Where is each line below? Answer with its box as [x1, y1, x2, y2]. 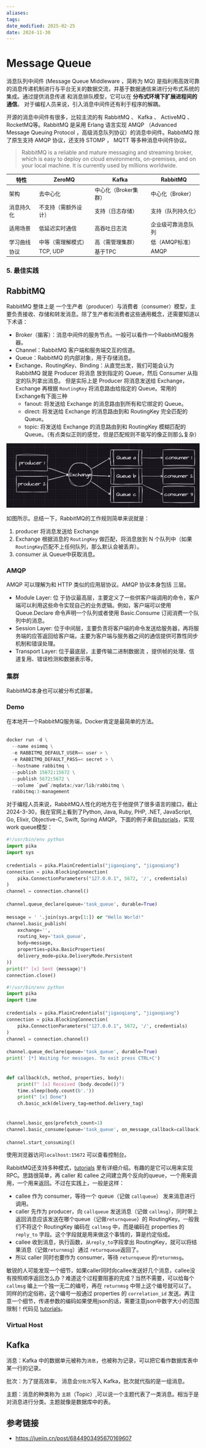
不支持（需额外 [39, 204, 77, 211]
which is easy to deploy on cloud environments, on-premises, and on [21, 155, 196, 162]
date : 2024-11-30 [6, 29, 51, 36]
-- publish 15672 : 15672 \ [12, 769, 75, 775]
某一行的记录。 [6, 1365, 44, 1372]
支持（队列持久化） [150, 207, 199, 215]
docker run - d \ [6, 737, 48, 743]
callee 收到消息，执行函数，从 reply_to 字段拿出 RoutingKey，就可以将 [15, 1238, 192, 1246]
